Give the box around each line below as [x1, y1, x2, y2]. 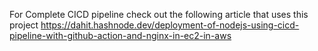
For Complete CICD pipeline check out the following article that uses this [9, 9, 309, 20]
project [9, 19, 39, 31]
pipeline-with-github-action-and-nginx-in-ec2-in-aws [9, 30, 232, 41]
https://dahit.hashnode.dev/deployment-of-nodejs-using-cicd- [40, 19, 300, 31]
